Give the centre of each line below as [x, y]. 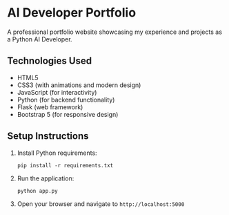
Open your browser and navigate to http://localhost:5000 [101, 204]
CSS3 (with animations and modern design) [79, 85]
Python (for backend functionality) [66, 100]
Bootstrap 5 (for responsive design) [68, 114]
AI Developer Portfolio [72, 13]
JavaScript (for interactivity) [57, 92]
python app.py [37, 191]
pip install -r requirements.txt [65, 165]
